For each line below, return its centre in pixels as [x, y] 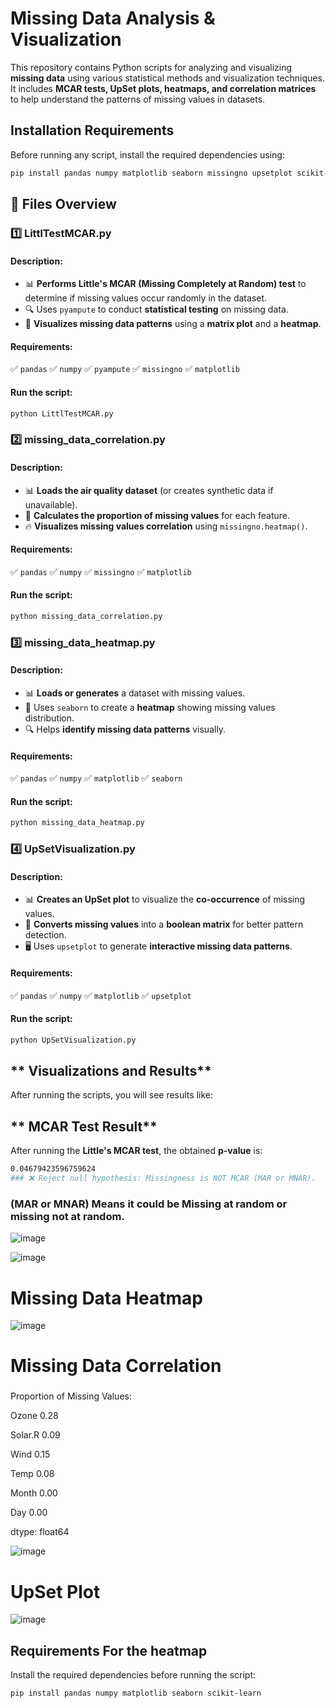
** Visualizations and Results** [111, 1071]
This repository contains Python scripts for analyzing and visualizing [151, 67]
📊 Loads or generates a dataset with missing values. [135, 693]
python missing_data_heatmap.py [77, 823]
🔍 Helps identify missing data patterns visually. [125, 729]
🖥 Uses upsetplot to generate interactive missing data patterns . [158, 946]
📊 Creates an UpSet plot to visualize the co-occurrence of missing [165, 899]
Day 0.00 [29, 1513]
